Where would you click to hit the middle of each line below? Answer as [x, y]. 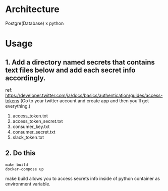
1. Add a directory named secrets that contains [80, 62]
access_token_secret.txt [38, 121]
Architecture [32, 9]
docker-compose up [24, 169]
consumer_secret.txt [34, 132]
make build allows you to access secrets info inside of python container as [83, 178]
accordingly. [25, 78]
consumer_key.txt [31, 126]
